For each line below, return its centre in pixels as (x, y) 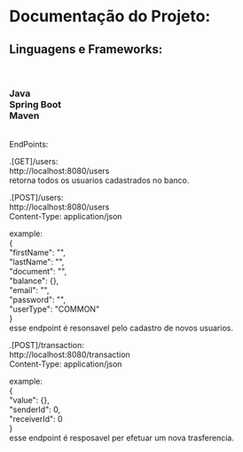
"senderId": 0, (35, 409)
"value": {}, (30, 400)
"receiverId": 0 (36, 419)
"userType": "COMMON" (55, 309)
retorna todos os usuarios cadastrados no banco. (99, 180)
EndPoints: (29, 145)
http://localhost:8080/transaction (70, 355)
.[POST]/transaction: (47, 345)
